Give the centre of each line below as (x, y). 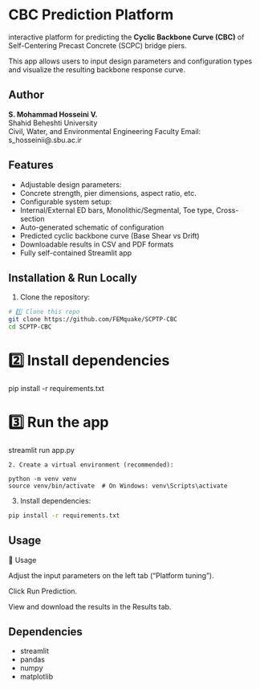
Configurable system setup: (66, 202)
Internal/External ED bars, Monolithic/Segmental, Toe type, (117, 210)
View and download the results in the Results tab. (90, 606)
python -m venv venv (43, 479)
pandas (32, 659)
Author (26, 95)
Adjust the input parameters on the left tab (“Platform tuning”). (111, 575)
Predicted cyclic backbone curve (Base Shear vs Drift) (110, 235)
